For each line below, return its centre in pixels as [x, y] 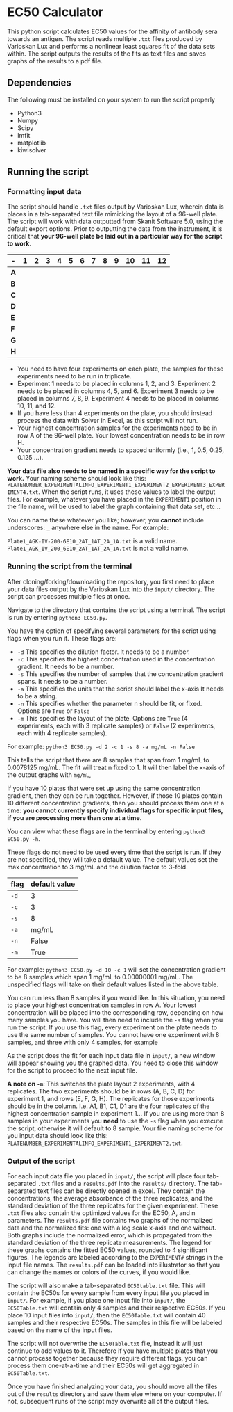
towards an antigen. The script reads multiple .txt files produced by [105, 38]
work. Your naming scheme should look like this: [77, 479]
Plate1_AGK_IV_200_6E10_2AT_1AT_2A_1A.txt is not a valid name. [98, 548]
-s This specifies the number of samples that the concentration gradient [120, 674]
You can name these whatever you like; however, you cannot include [106, 520]
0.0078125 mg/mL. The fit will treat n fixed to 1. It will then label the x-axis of [116, 767]
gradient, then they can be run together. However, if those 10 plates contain [115, 795]
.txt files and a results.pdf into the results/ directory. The [123, 1184]
